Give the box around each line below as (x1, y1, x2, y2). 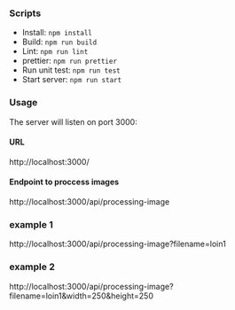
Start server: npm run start (21, 74, 122, 85)
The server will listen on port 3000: (9, 116, 137, 127)
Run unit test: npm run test (21, 65, 121, 75)
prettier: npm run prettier (21, 56, 118, 66)
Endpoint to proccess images (9, 176, 120, 188)
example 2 (9, 260, 55, 273)
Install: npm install (21, 27, 93, 38)
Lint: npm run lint (21, 46, 89, 57)
